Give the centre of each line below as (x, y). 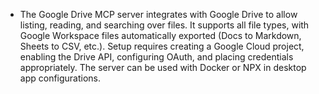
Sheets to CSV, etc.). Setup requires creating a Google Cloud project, (162, 46)
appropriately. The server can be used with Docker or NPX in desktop (163, 67)
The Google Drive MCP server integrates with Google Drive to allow (158, 14)
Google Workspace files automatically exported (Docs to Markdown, (160, 35)
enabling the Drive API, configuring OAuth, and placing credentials (156, 57)
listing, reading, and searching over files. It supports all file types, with (164, 25)
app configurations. (60, 78)
